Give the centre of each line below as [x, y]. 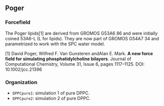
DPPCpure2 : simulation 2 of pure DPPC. [51, 98]
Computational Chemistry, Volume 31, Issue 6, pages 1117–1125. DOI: [75, 64]
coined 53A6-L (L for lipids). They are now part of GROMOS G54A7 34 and [82, 38]
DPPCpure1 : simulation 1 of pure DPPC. [51, 93]
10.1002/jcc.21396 [24, 69]
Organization [21, 82]
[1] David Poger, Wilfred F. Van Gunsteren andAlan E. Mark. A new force [79, 53]
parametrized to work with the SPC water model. [55, 44]
